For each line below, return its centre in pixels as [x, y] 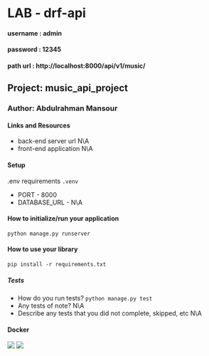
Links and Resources [39, 125]
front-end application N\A [55, 149]
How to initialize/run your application [63, 219]
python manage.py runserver [49, 234]
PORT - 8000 [37, 194]
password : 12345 [34, 49]
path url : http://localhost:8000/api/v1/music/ [76, 66]
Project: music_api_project [68, 88]
